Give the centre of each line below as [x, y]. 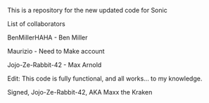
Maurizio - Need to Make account [56, 51]
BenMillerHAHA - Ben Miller [47, 37]
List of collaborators [36, 24]
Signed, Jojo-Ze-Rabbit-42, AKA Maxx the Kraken [80, 92]
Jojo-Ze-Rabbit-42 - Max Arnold [55, 65]
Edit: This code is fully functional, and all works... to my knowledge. [105, 78]
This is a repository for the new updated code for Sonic [87, 10]
